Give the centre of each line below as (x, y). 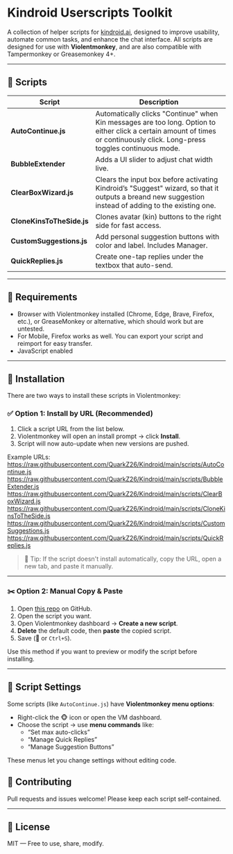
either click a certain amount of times (156, 131)
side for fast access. (128, 225)
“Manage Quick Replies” (62, 739)
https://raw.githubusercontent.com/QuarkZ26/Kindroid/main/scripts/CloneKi (116, 508)
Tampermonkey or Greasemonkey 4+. (61, 54)
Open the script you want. (54, 616)
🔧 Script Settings (44, 687)
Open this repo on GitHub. (54, 609)
